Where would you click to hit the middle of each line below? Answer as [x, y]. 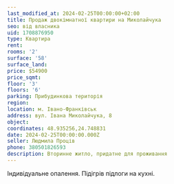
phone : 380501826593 [37, 148]
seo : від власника [33, 26]
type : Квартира [29, 39]
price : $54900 [28, 71]
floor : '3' [23, 84]
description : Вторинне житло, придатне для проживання [87, 154]
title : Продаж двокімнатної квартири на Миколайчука [84, 20]
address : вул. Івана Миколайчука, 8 [59, 115]
